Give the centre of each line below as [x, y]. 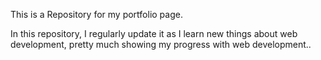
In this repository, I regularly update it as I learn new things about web [154, 33]
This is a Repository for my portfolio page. [96, 14]
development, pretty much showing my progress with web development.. [161, 44]
